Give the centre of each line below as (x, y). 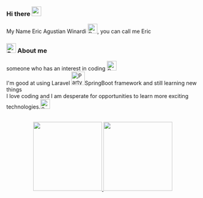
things (14, 89)
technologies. (24, 107)
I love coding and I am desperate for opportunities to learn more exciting (97, 96)
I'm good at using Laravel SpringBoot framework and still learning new (102, 83)
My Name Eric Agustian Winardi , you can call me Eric (79, 31)
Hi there (18, 13)
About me (32, 51)
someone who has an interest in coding (56, 68)
